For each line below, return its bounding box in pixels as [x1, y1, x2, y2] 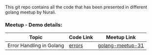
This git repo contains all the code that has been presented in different [5, 4, 148, 10]
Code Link [69, 34, 93, 41]
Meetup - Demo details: [5, 21, 63, 28]
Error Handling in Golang [7, 42, 65, 49]
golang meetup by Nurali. [5, 9, 56, 15]
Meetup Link [106, 34, 136, 41]
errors [69, 42, 83, 49]
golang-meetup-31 [98, 42, 144, 49]
